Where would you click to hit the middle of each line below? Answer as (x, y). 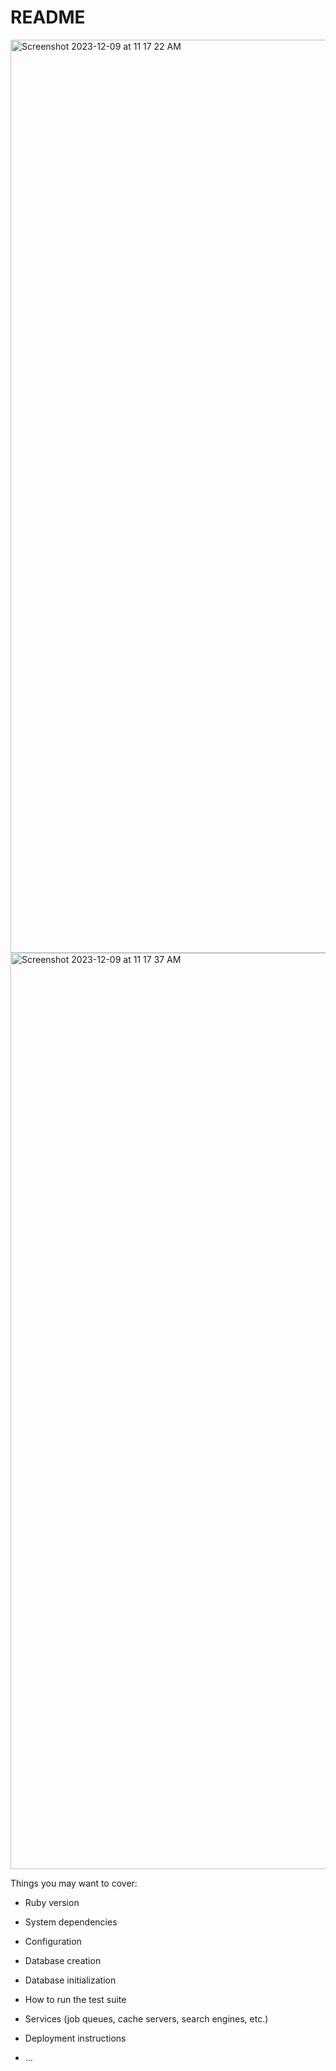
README (48, 17)
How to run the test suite (75, 1999)
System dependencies (71, 1922)
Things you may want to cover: (74, 1883)
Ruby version (52, 1902)
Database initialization (70, 1980)
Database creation (63, 1960)
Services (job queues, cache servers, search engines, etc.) (146, 2018)
